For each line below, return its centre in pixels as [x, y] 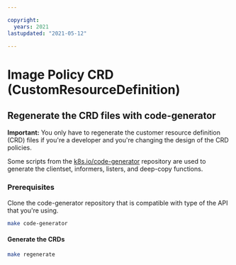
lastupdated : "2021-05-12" [47, 33]
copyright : [23, 20]
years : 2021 [32, 27]
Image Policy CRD [61, 74]
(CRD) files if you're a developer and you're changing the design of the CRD [118, 140]
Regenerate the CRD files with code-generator [112, 115]
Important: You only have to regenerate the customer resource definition [114, 132]
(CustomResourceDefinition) [94, 90]
